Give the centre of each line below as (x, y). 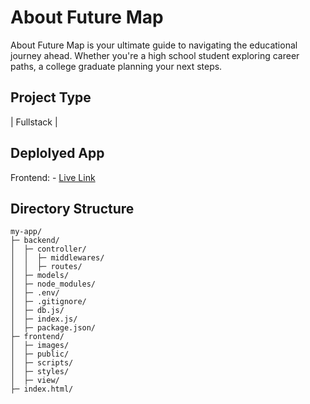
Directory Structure (72, 208)
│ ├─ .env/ (35, 293)
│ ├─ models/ (40, 276)
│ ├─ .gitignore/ (48, 302)
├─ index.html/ (42, 389)
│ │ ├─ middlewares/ (57, 258)
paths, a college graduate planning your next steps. (116, 66)
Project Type (51, 97)
